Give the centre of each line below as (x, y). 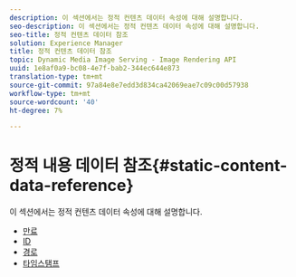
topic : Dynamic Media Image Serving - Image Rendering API (123, 60)
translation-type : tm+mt (56, 77)
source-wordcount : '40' (54, 102)
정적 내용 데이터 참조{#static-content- (148, 166)
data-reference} (72, 186)
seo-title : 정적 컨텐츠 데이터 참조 (69, 34)
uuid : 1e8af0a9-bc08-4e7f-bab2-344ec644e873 (95, 69)
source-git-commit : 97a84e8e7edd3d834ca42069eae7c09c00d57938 (129, 85)
